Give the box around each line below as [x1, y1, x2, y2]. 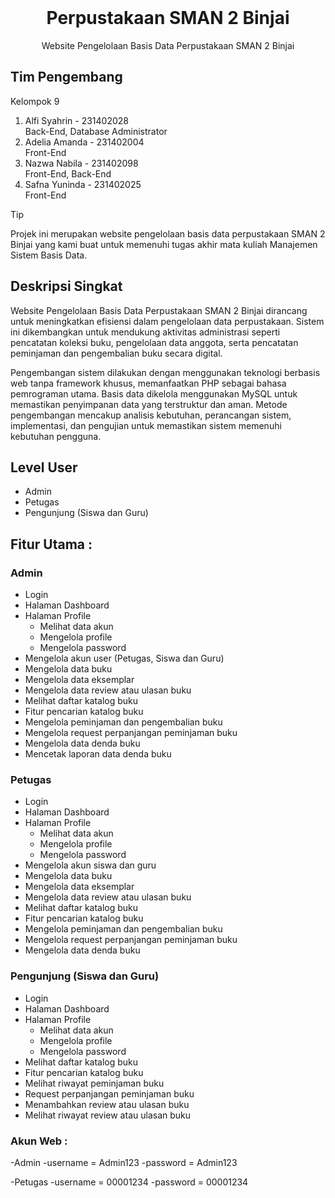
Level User [10, 459, 78, 476]
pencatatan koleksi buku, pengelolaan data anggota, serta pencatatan [10, 336, 299, 348]
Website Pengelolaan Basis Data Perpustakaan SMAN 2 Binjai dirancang [10, 304, 308, 316]
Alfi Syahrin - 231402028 [24, 114, 129, 126]
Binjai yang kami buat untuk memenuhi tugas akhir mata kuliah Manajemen [10, 238, 318, 250]
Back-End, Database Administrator [24, 125, 168, 137]
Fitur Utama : [10, 536, 93, 553]
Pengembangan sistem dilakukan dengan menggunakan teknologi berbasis [10, 366, 321, 378]
